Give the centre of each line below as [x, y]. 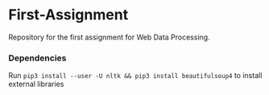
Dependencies [37, 58]
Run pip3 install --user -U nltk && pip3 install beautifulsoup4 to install [135, 76]
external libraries [36, 84]
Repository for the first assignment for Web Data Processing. [110, 37]
